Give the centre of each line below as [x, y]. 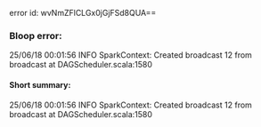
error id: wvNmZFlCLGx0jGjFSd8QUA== [83, 13]
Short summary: [40, 84]
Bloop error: [36, 36]
